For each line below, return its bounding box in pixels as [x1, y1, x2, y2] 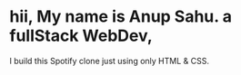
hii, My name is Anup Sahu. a [9, 6, 232, 27]
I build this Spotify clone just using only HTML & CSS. [9, 55, 209, 66]
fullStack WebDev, [9, 25, 153, 46]
